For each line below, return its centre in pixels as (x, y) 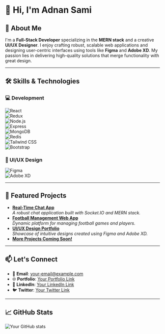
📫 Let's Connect (31, 259)
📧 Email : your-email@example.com (48, 274)
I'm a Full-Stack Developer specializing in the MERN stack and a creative (80, 40)
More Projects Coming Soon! (42, 239)
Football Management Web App (45, 218)
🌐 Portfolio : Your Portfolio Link (43, 279)
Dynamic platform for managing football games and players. (74, 223)
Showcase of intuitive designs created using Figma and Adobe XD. (80, 233)
